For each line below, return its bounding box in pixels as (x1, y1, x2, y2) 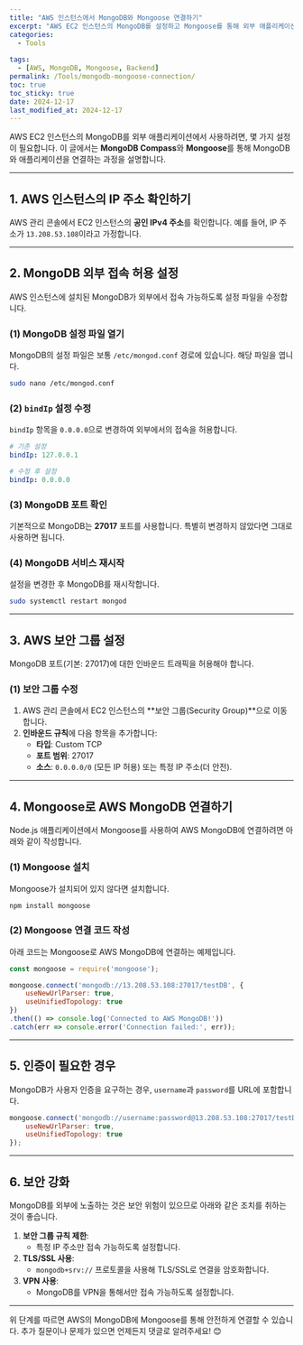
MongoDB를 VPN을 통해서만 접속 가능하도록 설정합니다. (35, 1286, 234, 1297)
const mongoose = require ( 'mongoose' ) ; (9, 964, 160, 973)
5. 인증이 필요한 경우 (9, 1058, 116, 1074)
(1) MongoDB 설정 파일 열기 (9, 327, 124, 339)
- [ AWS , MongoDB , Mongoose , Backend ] (17, 64, 160, 73)
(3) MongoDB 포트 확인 (9, 498, 108, 511)
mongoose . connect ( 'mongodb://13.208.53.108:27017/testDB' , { (9, 980, 244, 989)
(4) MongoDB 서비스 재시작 (9, 557, 124, 570)
